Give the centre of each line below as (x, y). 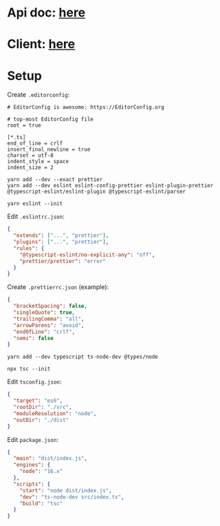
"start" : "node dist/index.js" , (66, 490)
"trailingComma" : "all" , (49, 319)
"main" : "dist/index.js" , (51, 459)
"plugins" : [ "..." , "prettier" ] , (61, 242)
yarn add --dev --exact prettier (55, 180)
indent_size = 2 (30, 168)
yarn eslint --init (35, 204)
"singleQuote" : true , (44, 313)
